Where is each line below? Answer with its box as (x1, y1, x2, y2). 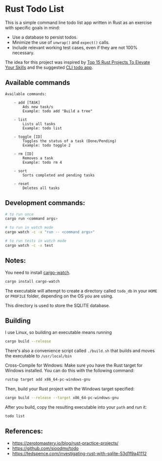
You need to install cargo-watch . (5, 270, 71, 275)
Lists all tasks (22, 121, 56, 126)
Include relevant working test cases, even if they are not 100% (12, 44, 138, 50)
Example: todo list (22, 126, 62, 130)
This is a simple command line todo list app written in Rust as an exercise (5, 20, 152, 25)
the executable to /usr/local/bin (5, 353, 72, 359)
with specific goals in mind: (5, 24, 60, 30)
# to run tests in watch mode (5, 238, 67, 244)
